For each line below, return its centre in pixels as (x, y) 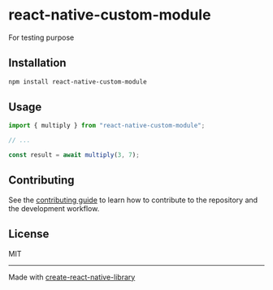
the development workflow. (54, 208)
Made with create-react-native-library (72, 277)
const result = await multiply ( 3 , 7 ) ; (74, 155)
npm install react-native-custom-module (78, 82)
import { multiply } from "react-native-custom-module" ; (107, 126)
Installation (37, 63)
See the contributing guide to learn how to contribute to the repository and (133, 200)
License (29, 234)
